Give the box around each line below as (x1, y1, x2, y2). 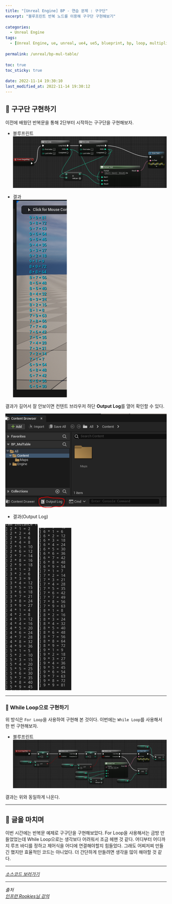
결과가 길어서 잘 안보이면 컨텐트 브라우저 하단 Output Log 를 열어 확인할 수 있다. (5, 403, 165, 409)
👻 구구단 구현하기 (5, 105, 56, 114)
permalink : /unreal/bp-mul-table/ (5, 51, 79, 56)
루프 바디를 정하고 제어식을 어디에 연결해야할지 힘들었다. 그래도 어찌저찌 (10, 843, 155, 849)
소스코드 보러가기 (5, 871, 40, 877)
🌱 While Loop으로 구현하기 (5, 704, 69, 711)
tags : (5, 35, 17, 40)
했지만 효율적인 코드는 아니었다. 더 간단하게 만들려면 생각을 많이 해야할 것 (10, 849, 157, 855)
